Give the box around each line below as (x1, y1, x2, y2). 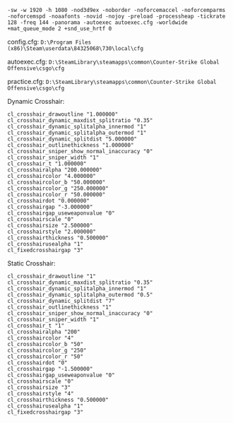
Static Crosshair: (7, 259, 56, 268)
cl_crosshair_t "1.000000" (7, 160, 87, 167)
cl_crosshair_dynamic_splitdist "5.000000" (7, 136, 138, 143)
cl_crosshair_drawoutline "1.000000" (7, 111, 119, 118)
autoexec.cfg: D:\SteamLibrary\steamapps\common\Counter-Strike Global (7, 57, 220, 66)
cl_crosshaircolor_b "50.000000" (7, 179, 106, 186)
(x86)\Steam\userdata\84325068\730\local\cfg (7, 45, 143, 52)
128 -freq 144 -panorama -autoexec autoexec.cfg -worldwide (7, 19, 189, 26)
